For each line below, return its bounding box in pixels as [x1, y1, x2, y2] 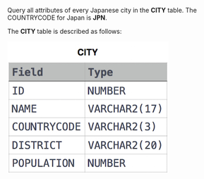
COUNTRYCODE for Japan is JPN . [7, 13, 107, 22]
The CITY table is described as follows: [7, 27, 122, 35]
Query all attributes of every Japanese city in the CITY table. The [7, 6, 198, 14]
